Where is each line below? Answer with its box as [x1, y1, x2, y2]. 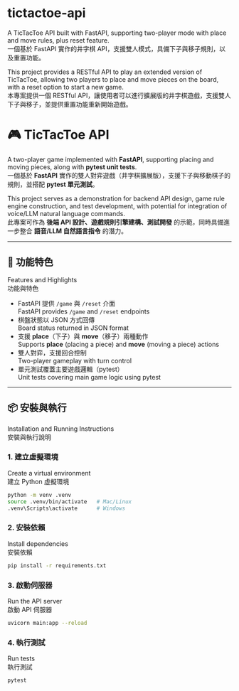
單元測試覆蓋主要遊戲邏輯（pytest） [17, 365, 124, 373]
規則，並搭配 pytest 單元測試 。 [7, 180, 99, 188]
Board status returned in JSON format [17, 323, 129, 332]
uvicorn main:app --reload [7, 619, 87, 626]
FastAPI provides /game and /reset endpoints [17, 307, 150, 316]
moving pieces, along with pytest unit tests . [7, 162, 137, 171]
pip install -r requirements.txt [7, 562, 107, 569]
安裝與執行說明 [7, 432, 51, 441]
